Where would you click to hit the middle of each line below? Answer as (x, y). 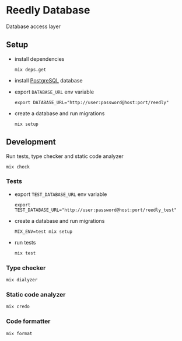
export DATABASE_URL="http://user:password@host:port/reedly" (92, 102)
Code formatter (28, 321)
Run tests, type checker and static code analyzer (65, 156)
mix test (25, 253)
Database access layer (34, 26)
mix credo (18, 307)
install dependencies (39, 58)
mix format (19, 333)
